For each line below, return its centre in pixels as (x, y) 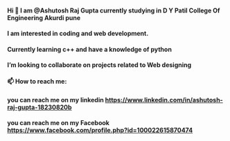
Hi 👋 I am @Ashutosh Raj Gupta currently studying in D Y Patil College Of (114, 10)
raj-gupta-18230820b (39, 107)
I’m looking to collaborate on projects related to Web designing (99, 65)
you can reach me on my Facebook (58, 123)
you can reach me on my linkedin (55, 100)
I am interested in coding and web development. (78, 34)
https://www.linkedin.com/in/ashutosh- (164, 100)
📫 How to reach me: (37, 81)
